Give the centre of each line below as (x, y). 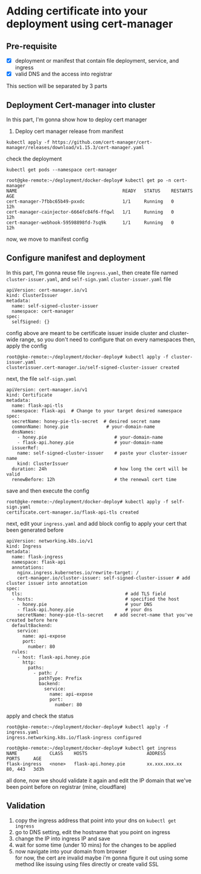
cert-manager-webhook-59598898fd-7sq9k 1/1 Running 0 (90, 222)
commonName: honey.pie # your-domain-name (83, 427)
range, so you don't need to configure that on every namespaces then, (107, 339)
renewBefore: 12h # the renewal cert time (94, 479)
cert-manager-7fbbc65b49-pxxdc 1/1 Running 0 (90, 201)
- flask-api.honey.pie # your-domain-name (90, 442)
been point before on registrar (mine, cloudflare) (66, 786)
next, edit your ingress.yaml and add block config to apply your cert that (97, 523)
